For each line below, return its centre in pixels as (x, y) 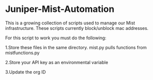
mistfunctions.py (23, 53)
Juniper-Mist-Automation (60, 9)
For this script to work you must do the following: (56, 38)
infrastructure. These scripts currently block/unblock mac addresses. (77, 28)
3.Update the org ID (26, 72)
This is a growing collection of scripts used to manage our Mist (70, 23)
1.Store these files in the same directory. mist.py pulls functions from (76, 47)
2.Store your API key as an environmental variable (57, 62)
